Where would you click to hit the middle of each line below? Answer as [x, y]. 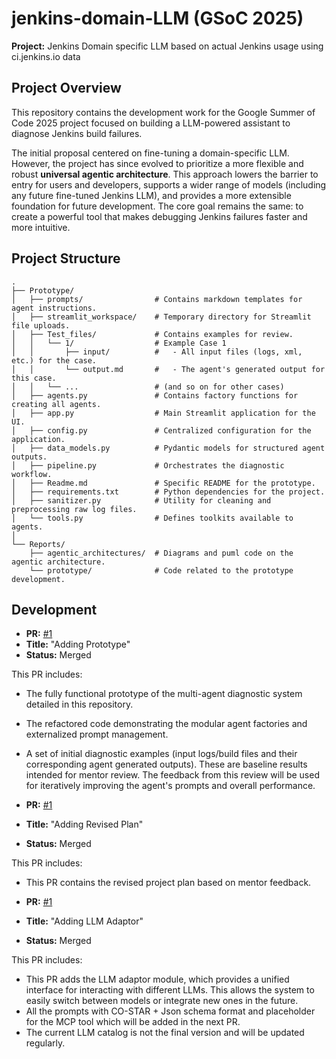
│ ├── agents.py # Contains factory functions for [155, 395]
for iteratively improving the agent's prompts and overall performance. [170, 786]
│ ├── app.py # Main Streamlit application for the [163, 413]
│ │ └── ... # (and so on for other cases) [148, 387]
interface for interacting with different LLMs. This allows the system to [170, 990]
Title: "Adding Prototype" [78, 644]
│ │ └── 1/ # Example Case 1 [119, 343]
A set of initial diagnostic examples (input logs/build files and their [161, 754]
